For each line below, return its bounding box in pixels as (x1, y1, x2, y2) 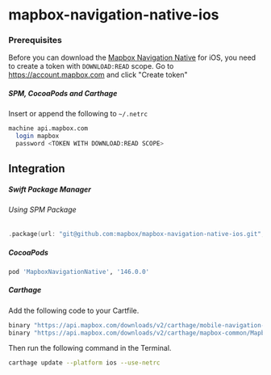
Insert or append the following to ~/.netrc (8, 109, 148, 119)
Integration (8, 162, 66, 175)
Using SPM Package (8, 204, 77, 215)
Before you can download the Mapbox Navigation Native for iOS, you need (8, 53, 256, 62)
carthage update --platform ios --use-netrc (8, 359, 161, 367)
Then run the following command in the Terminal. (8, 343, 172, 353)
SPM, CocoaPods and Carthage (8, 89, 118, 99)
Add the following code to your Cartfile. (8, 305, 140, 315)
